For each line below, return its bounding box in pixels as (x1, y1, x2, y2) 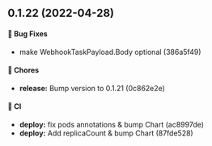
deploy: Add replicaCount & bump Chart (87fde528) (19, 128, 193, 138)
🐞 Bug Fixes (7, 28, 48, 39)
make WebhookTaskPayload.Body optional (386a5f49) (19, 47, 201, 56)
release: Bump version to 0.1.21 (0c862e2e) (19, 83, 165, 93)
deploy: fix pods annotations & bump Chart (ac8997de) (19, 120, 204, 129)
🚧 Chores (7, 65, 40, 75)
